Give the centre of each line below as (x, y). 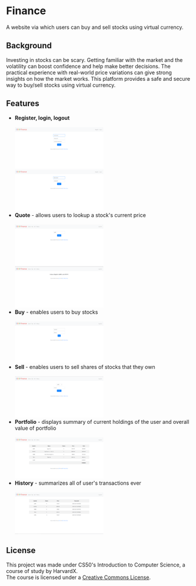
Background (29, 46)
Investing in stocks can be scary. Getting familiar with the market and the (94, 60)
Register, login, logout (42, 118)
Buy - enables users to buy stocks (56, 312)
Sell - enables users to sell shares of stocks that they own (85, 367)
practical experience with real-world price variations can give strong (89, 73)
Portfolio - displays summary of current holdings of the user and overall (102, 422)
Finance (26, 11)
